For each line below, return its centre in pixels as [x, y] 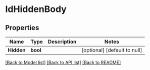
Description [62, 42]
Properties [22, 28]
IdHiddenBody [36, 9]
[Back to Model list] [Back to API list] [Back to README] [63, 62]
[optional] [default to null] [112, 50]
